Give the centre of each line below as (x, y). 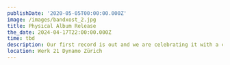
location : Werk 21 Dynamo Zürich (55, 51)
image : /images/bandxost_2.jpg (52, 20)
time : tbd (21, 39)
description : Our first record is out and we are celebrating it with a (113, 45)
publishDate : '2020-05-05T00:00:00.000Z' (67, 13)
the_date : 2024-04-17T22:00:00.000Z (59, 32)
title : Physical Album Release (52, 26)
